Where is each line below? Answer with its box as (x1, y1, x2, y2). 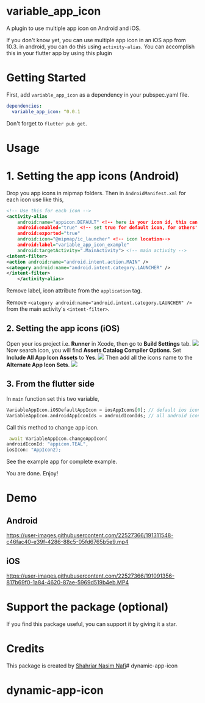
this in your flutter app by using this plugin (6, 49, 112, 56)
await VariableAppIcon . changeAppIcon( (9, 436, 108, 442)
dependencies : (6, 103, 43, 109)
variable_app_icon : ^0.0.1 (12, 108, 81, 114)
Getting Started (6, 71, 87, 85)
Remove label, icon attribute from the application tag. (6, 287, 142, 294)
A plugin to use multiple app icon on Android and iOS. (6, 24, 141, 32)
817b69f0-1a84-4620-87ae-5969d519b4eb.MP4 (6, 578, 129, 586)
